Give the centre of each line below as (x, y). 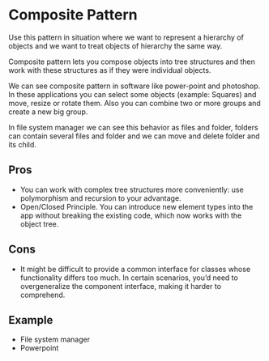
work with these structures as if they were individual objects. (110, 70)
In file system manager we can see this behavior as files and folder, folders (133, 127)
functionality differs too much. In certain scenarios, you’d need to (129, 278)
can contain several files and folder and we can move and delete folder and (134, 136)
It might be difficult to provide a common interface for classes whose (135, 269)
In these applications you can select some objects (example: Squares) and (132, 94)
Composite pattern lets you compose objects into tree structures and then (132, 62)
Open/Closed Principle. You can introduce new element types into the (137, 206)
